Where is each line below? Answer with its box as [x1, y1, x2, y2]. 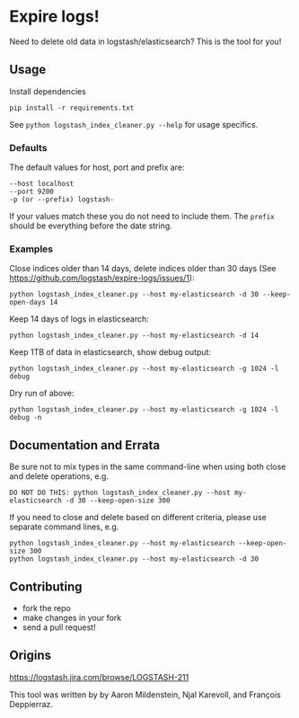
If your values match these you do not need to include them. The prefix [9, 211, 276, 222]
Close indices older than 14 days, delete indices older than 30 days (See [9, 263, 277, 274]
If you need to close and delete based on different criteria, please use [9, 512, 267, 523]
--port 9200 [9, 187, 54, 197]
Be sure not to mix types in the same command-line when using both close [9, 461, 286, 473]
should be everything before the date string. [9, 220, 172, 231]
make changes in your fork [22, 612, 122, 623]
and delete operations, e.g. [9, 471, 110, 482]
